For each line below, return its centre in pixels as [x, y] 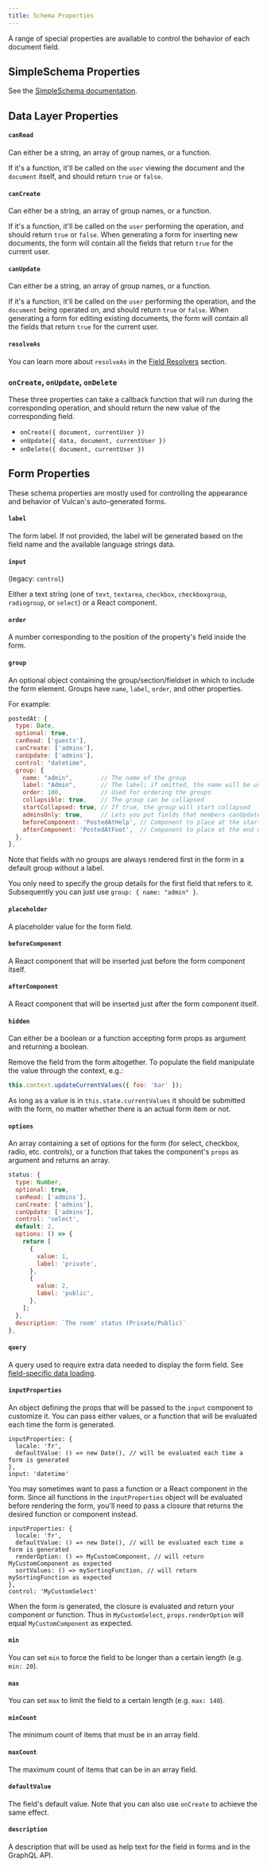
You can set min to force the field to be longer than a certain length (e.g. [126, 1658]
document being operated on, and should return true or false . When [118, 310]
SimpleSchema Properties [74, 72]
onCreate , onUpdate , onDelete [63, 382]
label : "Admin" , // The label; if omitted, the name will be [136, 785]
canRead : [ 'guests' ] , [51, 741]
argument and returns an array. [59, 1161]
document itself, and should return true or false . [86, 177]
